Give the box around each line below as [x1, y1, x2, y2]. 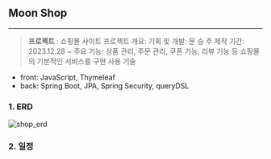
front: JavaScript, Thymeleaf [19, 72, 115, 82]
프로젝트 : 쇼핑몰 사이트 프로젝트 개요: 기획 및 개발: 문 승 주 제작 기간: [27, 36, 244, 46]
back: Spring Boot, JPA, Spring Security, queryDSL [19, 80, 190, 91]
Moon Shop [8, 6, 68, 20]
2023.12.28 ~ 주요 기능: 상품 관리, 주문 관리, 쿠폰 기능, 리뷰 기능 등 [27, 46, 239, 55]
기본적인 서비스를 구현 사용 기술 [36, 56, 136, 66]
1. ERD [8, 100, 34, 112]
